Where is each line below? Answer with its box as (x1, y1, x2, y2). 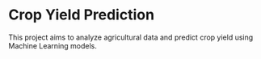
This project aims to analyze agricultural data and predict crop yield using (8, 32, 254, 42)
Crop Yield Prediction (8, 6, 155, 24)
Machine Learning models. (8, 40, 97, 50)
